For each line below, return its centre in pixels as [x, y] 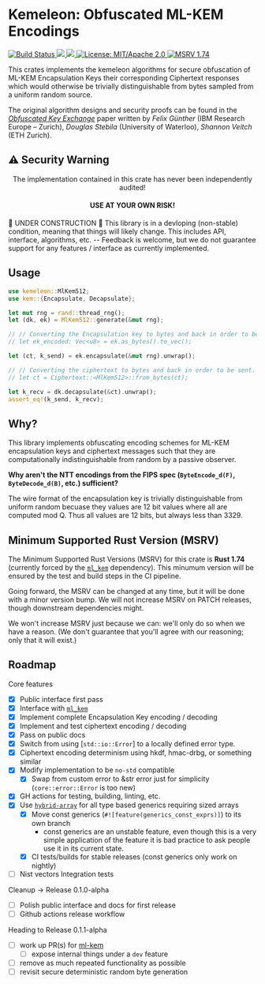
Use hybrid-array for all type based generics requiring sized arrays [129, 805]
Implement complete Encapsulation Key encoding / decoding [119, 717]
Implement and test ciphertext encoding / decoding [103, 726]
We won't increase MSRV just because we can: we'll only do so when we [127, 623]
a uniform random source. [50, 94]
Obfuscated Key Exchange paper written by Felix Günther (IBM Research [127, 118]
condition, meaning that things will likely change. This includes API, [117, 231]
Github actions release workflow [72, 914]
